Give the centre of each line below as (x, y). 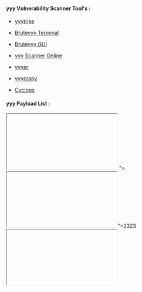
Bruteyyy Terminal (37, 33)
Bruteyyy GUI (31, 44)
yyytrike (24, 21)
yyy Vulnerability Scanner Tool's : (48, 8)
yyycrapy (26, 78)
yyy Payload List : (28, 103)
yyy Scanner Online (38, 55)
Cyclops (25, 90)
